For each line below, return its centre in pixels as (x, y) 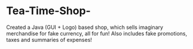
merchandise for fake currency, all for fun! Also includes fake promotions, (97, 33)
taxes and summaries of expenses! (49, 40)
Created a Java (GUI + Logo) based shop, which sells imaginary (85, 27)
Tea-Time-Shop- (48, 11)
